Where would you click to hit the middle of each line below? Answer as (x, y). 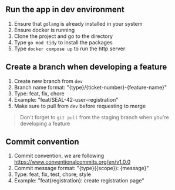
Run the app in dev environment (65, 10)
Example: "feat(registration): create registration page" (79, 181)
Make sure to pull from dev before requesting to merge (80, 106)
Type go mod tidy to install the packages (63, 42)
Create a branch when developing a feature (86, 67)
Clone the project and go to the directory (63, 36)
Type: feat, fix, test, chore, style (53, 174)
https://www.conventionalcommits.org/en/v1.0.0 (72, 162)
